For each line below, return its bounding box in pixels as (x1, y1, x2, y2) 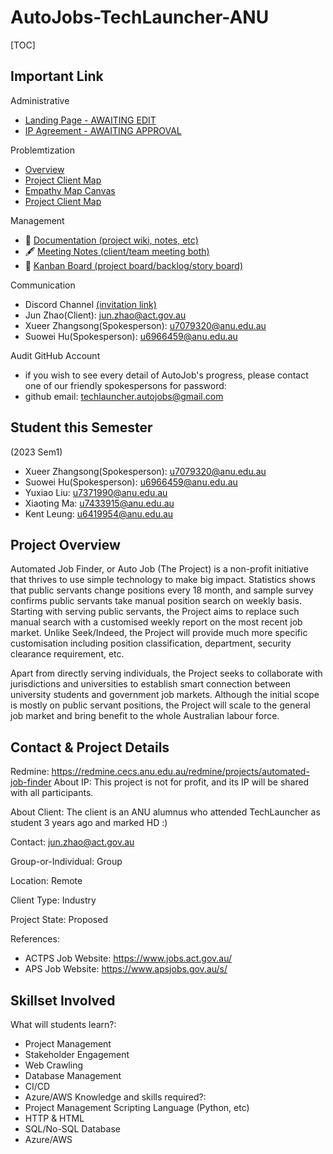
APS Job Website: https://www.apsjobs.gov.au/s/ (24, 963, 228, 975)
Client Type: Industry (10, 894, 97, 906)
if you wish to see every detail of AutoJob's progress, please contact (24, 369, 309, 381)
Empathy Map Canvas (24, 184, 116, 196)
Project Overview (10, 536, 121, 553)
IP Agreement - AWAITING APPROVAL (24, 124, 182, 136)
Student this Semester (10, 419, 153, 436)
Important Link (10, 68, 104, 85)
